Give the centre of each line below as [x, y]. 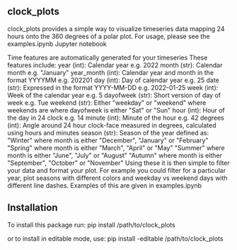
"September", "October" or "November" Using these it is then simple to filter [118, 163]
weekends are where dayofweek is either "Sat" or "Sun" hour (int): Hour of [116, 110]
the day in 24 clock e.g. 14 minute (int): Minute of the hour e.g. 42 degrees [116, 118]
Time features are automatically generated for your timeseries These [108, 57]
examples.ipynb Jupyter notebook [57, 44]
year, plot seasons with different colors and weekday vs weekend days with [117, 178]
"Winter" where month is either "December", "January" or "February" [108, 140]
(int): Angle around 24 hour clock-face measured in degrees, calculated [112, 125]
